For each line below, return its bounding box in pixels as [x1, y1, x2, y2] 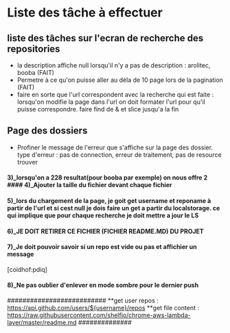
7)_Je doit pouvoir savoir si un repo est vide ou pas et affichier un [7, 243, 197, 251]
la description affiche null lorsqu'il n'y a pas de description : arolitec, [16, 61, 211, 69]
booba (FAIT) [16, 69, 55, 76]
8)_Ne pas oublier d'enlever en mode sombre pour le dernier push [7, 281, 199, 290]
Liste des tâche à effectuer [7, 5, 163, 21]
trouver [16, 158, 38, 166]
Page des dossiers [7, 125, 88, 137]
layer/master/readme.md [7, 319, 77, 326]
